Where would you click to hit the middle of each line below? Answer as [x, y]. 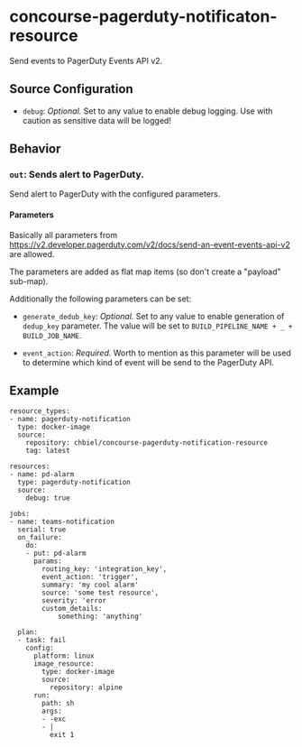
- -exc [54, 719]
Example [34, 391]
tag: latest [48, 451]
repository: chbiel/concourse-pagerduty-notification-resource [147, 443]
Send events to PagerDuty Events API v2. [86, 60]
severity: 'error [74, 601]
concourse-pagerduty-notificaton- [143, 17]
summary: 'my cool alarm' [91, 585]
